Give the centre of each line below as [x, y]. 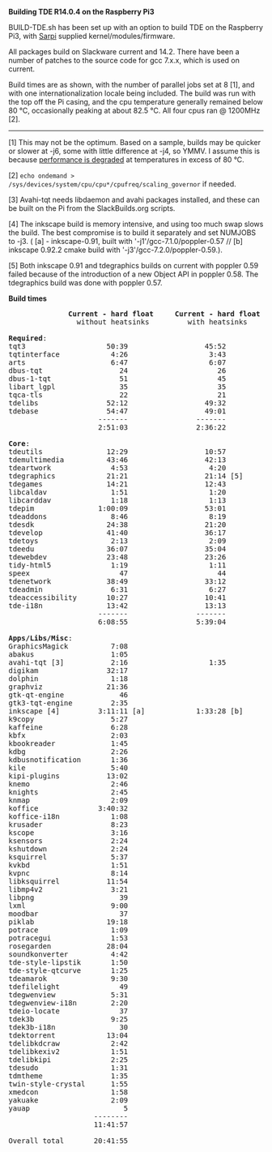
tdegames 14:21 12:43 [117, 484]
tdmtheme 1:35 [68, 1076]
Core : [19, 444]
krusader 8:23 [68, 825]
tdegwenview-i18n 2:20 [68, 1003]
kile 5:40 [68, 768]
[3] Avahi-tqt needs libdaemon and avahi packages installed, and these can [134, 199]
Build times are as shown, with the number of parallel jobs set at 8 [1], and [132, 85]
